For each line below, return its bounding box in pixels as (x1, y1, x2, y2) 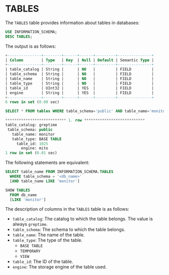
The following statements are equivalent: (5, 159, 90, 166)
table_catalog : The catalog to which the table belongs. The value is (12, 216, 153, 222)
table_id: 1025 (16, 141, 49, 146)
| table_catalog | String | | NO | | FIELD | (5, 67, 154, 72)
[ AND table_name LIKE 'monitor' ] (10, 178, 80, 184)
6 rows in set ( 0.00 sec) (5, 100, 59, 105)
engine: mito (21, 146, 49, 151)
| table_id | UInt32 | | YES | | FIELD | (5, 85, 154, 90)
